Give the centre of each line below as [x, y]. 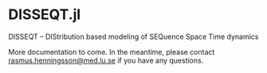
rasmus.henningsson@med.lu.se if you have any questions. [106, 60]
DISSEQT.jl [45, 15]
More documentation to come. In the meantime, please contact [112, 52]
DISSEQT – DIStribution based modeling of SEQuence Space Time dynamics [133, 36]
